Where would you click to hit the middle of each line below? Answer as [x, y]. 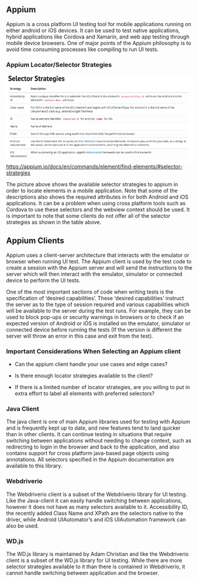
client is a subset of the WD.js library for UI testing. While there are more [94, 560]
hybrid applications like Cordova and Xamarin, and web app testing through [98, 36]
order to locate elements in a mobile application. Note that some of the [92, 190]
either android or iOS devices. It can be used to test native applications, [93, 30]
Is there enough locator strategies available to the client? [84, 376]
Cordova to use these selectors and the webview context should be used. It [98, 209]
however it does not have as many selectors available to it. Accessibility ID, [97, 507]
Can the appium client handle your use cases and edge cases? [91, 364]
